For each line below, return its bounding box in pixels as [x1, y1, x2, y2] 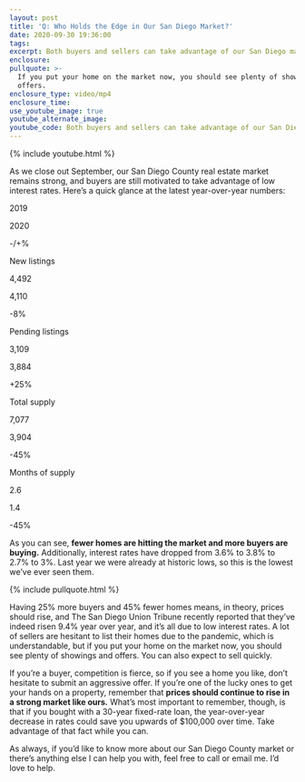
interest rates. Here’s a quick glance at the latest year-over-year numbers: [9, 185, 286, 195]
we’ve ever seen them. [9, 566, 94, 577]
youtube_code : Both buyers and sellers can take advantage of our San [9, 124, 282, 133]
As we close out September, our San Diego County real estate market [9, 165, 270, 176]
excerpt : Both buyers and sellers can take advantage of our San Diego [9, 47, 286, 56]
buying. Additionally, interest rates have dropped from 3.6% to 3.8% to [9, 547, 275, 557]
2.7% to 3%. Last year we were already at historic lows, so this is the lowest [9, 556, 293, 567]
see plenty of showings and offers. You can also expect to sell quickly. [9, 650, 272, 660]
